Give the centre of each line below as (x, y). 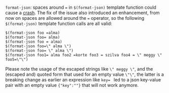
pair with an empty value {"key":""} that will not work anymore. (72, 85)
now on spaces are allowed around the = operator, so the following (75, 18)
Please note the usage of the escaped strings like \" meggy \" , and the (79, 69)
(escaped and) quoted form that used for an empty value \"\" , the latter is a (84, 74)
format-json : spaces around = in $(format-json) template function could (81, 7)
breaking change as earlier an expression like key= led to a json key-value (83, 80)
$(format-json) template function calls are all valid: (59, 23)
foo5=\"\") (17, 59)
